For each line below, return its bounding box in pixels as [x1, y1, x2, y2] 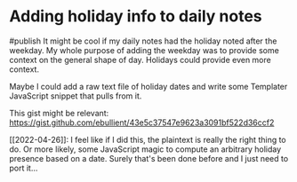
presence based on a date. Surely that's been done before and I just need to [9, 153, 289, 163]
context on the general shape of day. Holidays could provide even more [9, 54, 271, 65]
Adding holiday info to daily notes [9, 6, 262, 27]
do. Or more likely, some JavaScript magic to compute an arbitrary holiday [9, 144, 282, 154]
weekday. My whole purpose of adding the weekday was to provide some [9, 44, 280, 55]
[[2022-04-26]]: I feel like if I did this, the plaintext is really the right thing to [9, 134, 286, 145]
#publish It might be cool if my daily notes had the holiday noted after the [9, 36, 277, 46]
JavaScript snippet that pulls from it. [9, 91, 142, 101]
